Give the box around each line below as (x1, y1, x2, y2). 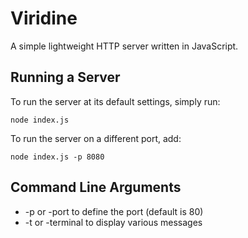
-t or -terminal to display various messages (24, 216, 203, 228)
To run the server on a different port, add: (10, 132, 182, 144)
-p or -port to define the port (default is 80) (24, 205, 204, 217)
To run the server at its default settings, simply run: (10, 95, 221, 107)
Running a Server (10, 69, 121, 86)
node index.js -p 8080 (10, 152, 105, 162)
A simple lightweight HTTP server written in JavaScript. (10, 40, 239, 52)
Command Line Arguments (10, 179, 182, 196)
